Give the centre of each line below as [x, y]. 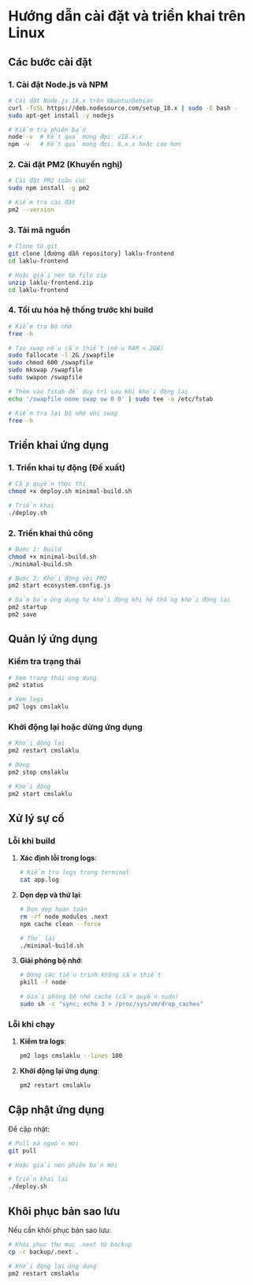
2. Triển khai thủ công [51, 533]
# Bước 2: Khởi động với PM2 [58, 578]
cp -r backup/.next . [44, 1252]
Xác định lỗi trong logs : [58, 858]
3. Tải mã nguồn [39, 230]
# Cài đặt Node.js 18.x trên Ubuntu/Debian [81, 101]
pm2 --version [32, 210]
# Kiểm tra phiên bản [47, 129]
